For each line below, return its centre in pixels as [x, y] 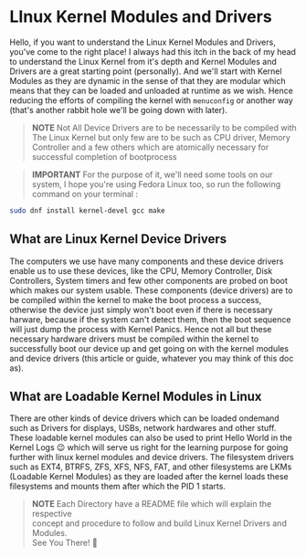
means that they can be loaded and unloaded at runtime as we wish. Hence [152, 90]
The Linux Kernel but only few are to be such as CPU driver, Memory [161, 137]
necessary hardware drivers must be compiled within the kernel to [134, 339]
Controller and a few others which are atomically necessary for [150, 147]
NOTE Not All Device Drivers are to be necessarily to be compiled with [164, 127]
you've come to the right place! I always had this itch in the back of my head [153, 51]
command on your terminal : [85, 194]
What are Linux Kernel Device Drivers [118, 239]
